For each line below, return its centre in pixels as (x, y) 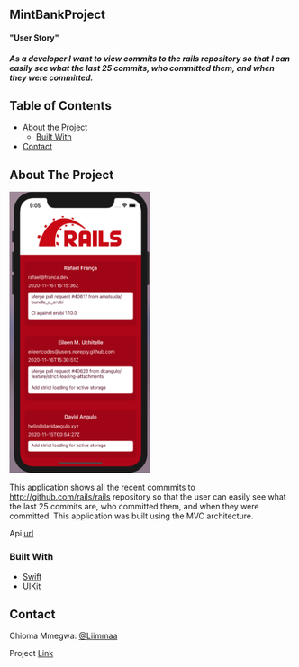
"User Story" (34, 37)
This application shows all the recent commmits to (102, 487)
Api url (22, 534)
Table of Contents (61, 106)
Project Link (32, 653)
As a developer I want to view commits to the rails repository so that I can (150, 59)
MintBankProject (58, 15)
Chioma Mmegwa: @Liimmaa (63, 636)
